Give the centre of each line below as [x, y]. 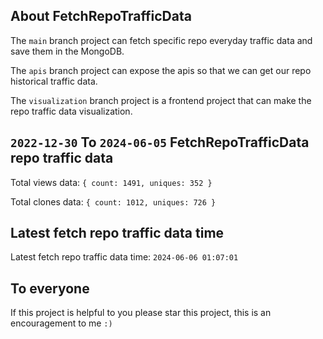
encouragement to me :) [61, 323]
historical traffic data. [54, 81]
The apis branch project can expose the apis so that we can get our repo [161, 70]
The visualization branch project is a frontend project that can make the [161, 100]
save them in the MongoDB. [67, 51]
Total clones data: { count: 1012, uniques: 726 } [113, 201]
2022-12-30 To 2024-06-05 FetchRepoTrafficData [160, 142]
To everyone [50, 288]
